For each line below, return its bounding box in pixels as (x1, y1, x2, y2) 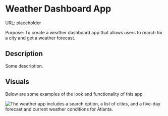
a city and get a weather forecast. (5, 35, 76, 41)
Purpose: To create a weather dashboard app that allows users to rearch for (5, 29, 163, 35)
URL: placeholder (5, 20, 41, 26)
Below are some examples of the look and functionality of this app (5, 91, 143, 97)
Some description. (5, 63, 43, 69)
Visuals (5, 78, 29, 86)
